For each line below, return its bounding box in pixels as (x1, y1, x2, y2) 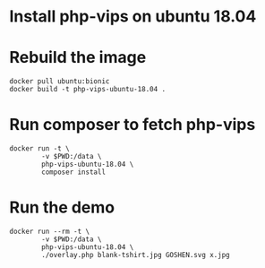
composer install (41, 168, 106, 177)
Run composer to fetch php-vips (9, 115, 256, 135)
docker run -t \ (9, 144, 70, 153)
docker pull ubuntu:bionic (9, 77, 110, 86)
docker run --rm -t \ (9, 227, 90, 236)
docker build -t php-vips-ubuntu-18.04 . (9, 85, 167, 94)
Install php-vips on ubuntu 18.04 (9, 6, 257, 27)
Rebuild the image (9, 48, 147, 68)
